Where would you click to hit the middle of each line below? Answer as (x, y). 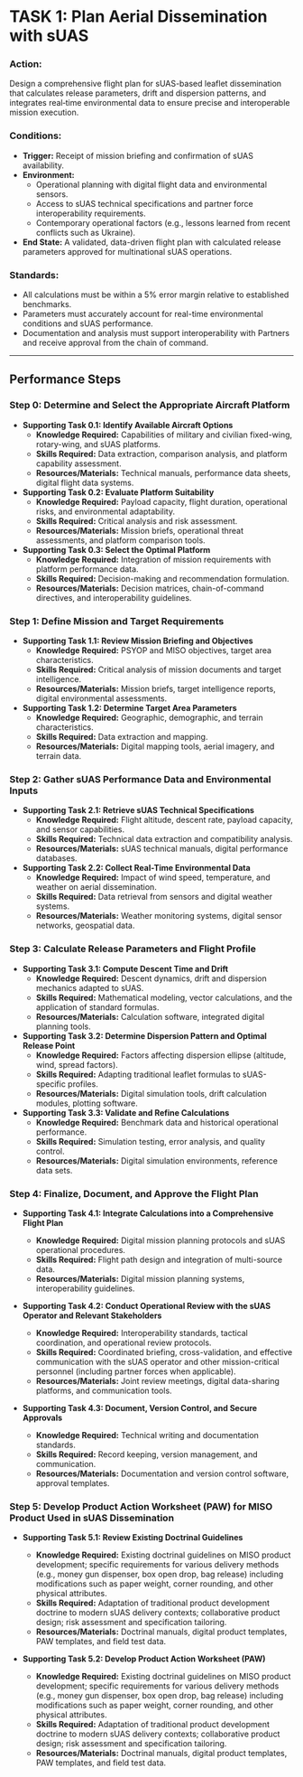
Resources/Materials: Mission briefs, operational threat (140, 530)
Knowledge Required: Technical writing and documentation (147, 1435)
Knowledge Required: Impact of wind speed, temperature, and (153, 877)
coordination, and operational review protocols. (124, 1342)
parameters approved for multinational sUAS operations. (127, 251)
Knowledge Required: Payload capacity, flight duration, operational (161, 501)
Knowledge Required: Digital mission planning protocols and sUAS (161, 1240)
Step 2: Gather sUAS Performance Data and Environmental (140, 779)
